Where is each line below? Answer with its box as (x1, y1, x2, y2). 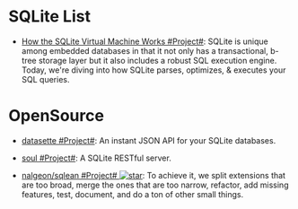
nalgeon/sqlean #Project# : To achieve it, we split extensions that (21, 170, 286, 180)
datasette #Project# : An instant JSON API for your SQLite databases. (21, 135, 276, 145)
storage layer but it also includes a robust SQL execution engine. (38, 55, 277, 65)
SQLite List (8, 6, 92, 27)
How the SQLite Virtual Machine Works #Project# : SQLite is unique (21, 36, 268, 47)
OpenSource (8, 106, 105, 126)
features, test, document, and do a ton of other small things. (21, 188, 244, 199)
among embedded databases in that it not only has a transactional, (21, 45, 268, 56)
